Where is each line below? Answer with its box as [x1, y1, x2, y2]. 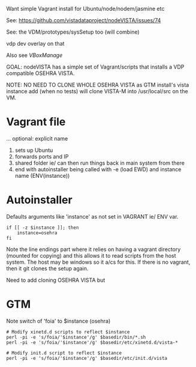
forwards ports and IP [14, 153, 69, 160]
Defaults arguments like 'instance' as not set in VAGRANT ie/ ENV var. [6, 213, 179, 220]
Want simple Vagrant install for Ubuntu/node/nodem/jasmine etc [6, 5, 165, 12]
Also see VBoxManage [6, 52, 63, 59]
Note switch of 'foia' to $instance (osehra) [6, 317, 111, 324]
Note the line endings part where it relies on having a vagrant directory [6, 246, 181, 253]
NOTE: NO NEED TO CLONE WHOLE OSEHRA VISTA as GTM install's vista [6, 81, 189, 88]
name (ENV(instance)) [14, 172, 70, 179]
